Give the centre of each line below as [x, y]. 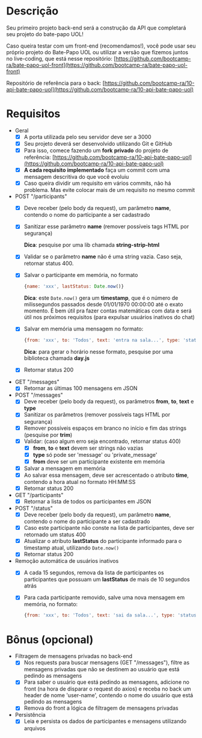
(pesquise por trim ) [48, 435]
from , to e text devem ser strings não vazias [88, 448]
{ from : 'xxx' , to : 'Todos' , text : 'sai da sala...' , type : [99, 615]
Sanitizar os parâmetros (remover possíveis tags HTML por [97, 415]
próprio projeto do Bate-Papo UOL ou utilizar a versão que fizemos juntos [97, 52]
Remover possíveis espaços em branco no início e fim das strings [105, 428]
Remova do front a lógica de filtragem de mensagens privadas [101, 708]
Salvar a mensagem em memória [65, 468]
